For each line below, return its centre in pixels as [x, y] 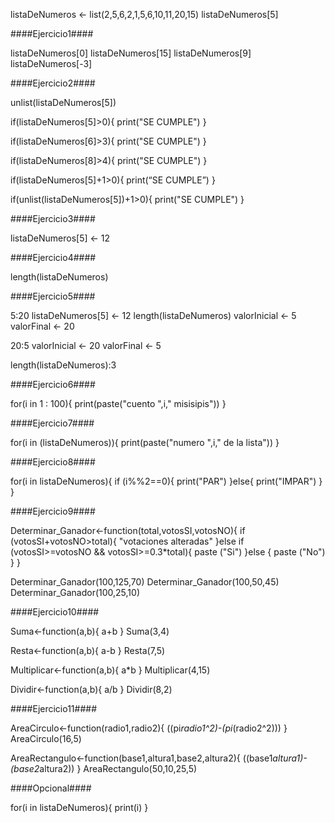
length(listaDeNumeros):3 [63, 365]
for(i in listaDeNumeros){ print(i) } [79, 807]
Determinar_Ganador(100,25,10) [75, 592]
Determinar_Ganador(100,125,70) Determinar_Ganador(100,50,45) [145, 582]
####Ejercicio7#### [52, 423]
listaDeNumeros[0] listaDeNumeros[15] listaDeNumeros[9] [131, 53]
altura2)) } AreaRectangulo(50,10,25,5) [118, 768]
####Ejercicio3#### [53, 218]
